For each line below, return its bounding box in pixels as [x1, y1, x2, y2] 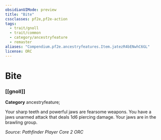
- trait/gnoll [9, 26, 39, 31]
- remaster [9, 40, 32, 45]
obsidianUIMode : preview [5, 7, 57, 12]
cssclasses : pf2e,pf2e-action [5, 16, 68, 21]
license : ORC [5, 49, 32, 54]
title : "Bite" [5, 12, 35, 17]
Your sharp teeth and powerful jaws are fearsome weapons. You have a [5, 109, 152, 115]
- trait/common [9, 30, 41, 35]
